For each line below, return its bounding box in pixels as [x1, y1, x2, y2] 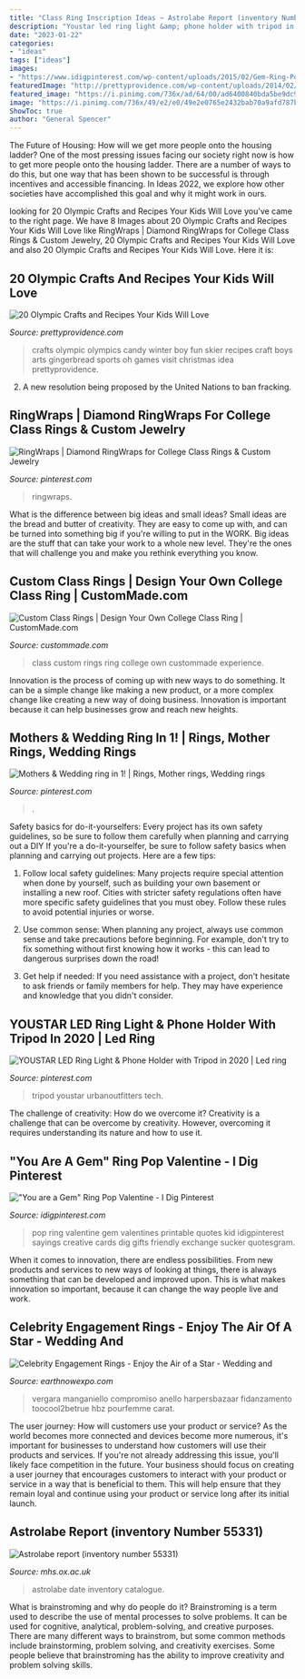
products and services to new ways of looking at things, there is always [9, 1264, 277, 1275]
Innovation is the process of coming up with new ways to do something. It [9, 674, 286, 685]
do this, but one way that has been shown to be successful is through [9, 169, 270, 180]
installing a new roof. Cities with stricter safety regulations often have [22, 887, 281, 898]
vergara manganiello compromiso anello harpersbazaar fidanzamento [31, 1393, 292, 1404]
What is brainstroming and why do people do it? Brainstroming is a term [9, 1601, 278, 1612]
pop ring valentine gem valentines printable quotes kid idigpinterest [31, 1228, 284, 1238]
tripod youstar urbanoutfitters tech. [31, 1090, 163, 1101]
